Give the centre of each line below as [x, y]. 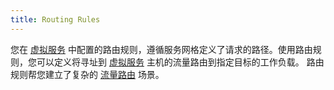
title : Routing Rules [55, 19]
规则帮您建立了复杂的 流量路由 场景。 [87, 74]
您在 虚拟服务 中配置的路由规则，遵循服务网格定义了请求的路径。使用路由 [161, 49]
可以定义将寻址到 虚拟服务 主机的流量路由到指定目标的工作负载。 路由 [180, 62]
